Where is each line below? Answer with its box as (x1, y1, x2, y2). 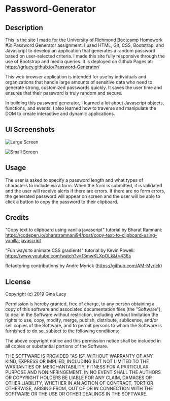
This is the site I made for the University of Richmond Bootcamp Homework (5, 37, 163, 43)
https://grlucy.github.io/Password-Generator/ (5, 64, 100, 70)
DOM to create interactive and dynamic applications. (5, 110, 115, 117)
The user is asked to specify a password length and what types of (5, 177, 144, 183)
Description (5, 23, 43, 32)
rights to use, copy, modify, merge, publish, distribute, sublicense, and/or (5, 317, 158, 323)
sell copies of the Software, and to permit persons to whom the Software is (5, 323, 162, 329)
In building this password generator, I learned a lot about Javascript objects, (5, 100, 164, 106)
